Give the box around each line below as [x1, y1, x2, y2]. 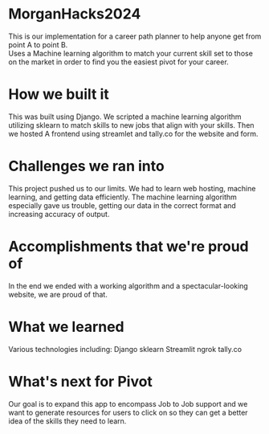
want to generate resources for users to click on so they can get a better [8, 407, 248, 417]
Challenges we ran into [8, 158, 165, 175]
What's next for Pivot [8, 372, 153, 391]
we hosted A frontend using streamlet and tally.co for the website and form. [8, 129, 259, 138]
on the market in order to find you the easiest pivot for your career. [8, 57, 229, 67]
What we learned [8, 317, 124, 336]
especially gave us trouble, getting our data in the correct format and [8, 200, 237, 210]
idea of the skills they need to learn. [8, 416, 127, 426]
